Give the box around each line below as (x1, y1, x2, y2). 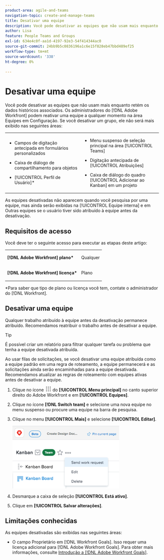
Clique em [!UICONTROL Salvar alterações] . (12, 502, 102, 508)
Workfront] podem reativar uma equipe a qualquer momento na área (5, 113, 143, 119)
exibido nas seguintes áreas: (5, 123, 62, 129)
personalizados (14, 150, 45, 156)
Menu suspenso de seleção (90, 137, 145, 143)
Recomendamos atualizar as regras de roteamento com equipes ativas (5, 371, 147, 378)
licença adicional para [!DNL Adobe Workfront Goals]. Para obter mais (12, 544, 153, 550)
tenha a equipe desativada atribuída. (5, 346, 79, 352)
